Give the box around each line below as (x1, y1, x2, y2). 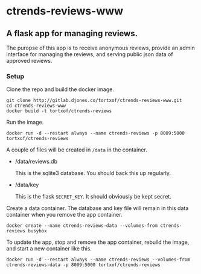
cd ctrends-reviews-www (6, 103, 66, 109)
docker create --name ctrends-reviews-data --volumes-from (6, 223, 158, 229)
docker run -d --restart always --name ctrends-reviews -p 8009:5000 (6, 130, 185, 136)
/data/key (14, 181, 39, 188)
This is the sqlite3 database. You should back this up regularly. (14, 170, 171, 177)
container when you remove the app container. (6, 211, 123, 218)
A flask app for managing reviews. (6, 28, 138, 39)
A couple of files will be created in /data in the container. (6, 146, 148, 153)
